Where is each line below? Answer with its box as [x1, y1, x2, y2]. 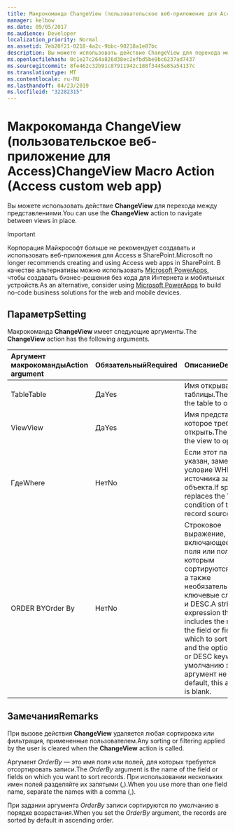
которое [184, 418, 213, 428]
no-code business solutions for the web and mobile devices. [7, 288, 182, 297]
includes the [184, 616, 225, 626]
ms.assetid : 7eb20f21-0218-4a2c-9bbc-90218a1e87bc [7, 43, 158, 50]
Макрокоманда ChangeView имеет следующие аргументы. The [7, 327, 197, 335]
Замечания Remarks [7, 710, 99, 722]
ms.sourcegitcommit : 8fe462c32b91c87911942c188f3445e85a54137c [7, 62, 196, 69]
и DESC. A [184, 599, 217, 609]
